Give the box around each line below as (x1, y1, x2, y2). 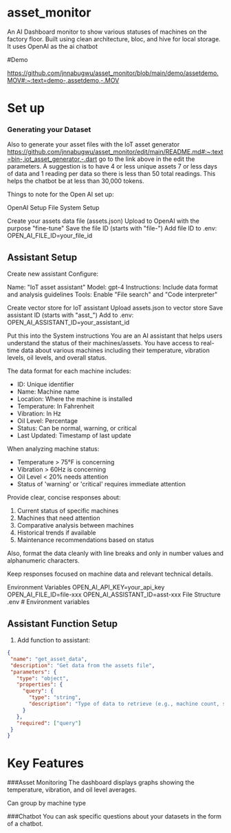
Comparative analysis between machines (16, 521, 134, 530)
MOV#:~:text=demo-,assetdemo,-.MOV (7, 76, 120, 84)
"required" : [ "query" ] (16, 720, 81, 726)
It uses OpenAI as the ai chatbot (7, 42, 98, 50)
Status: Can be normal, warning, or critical (16, 424, 137, 433)
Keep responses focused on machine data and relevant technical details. (7, 570, 213, 578)
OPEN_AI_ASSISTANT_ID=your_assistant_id (7, 318, 130, 327)
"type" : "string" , (28, 694, 81, 701)
